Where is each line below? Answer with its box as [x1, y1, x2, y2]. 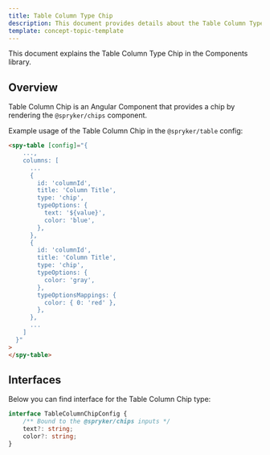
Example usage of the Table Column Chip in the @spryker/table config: [8, 126, 243, 136]
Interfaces [8, 373, 62, 387]
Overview [8, 80, 59, 94]
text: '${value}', [43, 209, 106, 217]
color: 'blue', [43, 216, 95, 224]
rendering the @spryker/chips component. [8, 110, 147, 121]
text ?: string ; [22, 425, 74, 433]
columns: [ [22, 156, 59, 165]
